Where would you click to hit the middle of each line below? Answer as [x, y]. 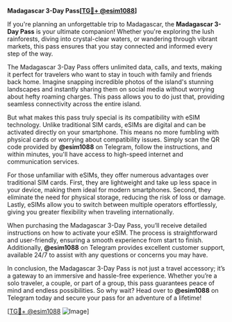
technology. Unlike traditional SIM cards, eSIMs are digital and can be [107, 125]
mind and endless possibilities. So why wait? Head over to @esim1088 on [113, 290]
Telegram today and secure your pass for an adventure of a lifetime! [105, 298]
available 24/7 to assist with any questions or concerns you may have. [108, 255]
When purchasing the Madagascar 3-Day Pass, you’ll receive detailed [107, 225]
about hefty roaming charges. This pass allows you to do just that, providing [116, 96]
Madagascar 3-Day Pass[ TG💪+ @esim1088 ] [72, 11]
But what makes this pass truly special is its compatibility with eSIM [103, 117]
